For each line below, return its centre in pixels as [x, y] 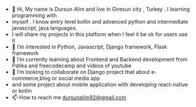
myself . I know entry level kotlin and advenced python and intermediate [100, 22]
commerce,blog [31, 78]
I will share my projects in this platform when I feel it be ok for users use [100, 34]
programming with [34, 15]
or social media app [76, 78]
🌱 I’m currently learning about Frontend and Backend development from [100, 59]
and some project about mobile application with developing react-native [100, 85]
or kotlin [22, 91]
